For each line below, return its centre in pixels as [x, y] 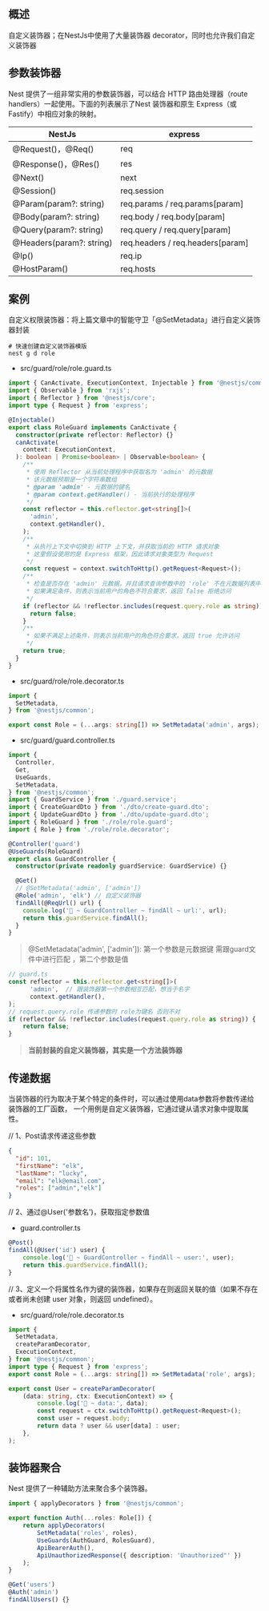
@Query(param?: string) [58, 229]
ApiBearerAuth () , [66, 1548]
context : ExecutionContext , [69, 450]
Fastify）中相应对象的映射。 [55, 114]
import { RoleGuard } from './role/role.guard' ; [91, 822]
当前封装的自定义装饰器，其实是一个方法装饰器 [105, 1050]
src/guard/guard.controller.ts [67, 740]
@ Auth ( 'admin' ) [34, 1593]
